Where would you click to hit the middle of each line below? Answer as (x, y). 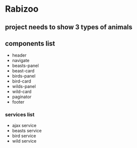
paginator (22, 97)
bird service (24, 136)
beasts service (27, 130)
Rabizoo (22, 9)
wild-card (22, 92)
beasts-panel (25, 66)
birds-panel (24, 76)
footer (18, 102)
